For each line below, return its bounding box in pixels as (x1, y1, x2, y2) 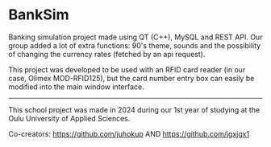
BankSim (8, 6, 69, 24)
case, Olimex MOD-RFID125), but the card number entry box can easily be (8, 73, 255, 83)
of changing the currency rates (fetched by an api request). (8, 49, 206, 59)
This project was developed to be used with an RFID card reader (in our (8, 64, 246, 74)
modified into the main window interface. (8, 82, 144, 92)
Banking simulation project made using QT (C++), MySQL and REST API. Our (8, 32, 263, 42)
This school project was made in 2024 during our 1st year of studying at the (8, 104, 261, 114)
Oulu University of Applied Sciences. (8, 113, 131, 123)
